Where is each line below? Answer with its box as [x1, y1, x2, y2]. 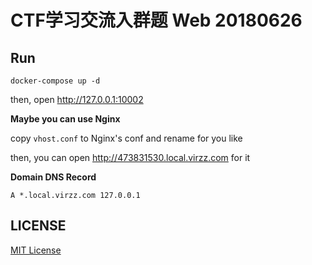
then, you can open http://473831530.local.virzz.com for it [10, 152, 251, 163]
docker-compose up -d [10, 76, 101, 86]
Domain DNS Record [10, 171, 97, 183]
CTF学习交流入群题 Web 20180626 [10, 9, 303, 32]
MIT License [10, 244, 62, 256]
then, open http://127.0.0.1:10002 [10, 94, 144, 105]
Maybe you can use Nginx [10, 113, 121, 125]
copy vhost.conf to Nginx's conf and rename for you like [10, 132, 243, 144]
